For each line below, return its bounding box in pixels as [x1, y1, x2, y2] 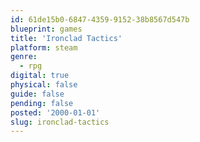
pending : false [10, 98, 74, 108]
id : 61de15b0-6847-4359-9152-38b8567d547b [10, 14, 190, 25]
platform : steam [10, 42, 78, 53]
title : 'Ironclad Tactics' [10, 33, 123, 43]
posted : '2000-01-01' [10, 107, 101, 118]
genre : [10, 52, 38, 62]
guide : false [10, 89, 65, 99]
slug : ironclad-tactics [10, 117, 110, 127]
